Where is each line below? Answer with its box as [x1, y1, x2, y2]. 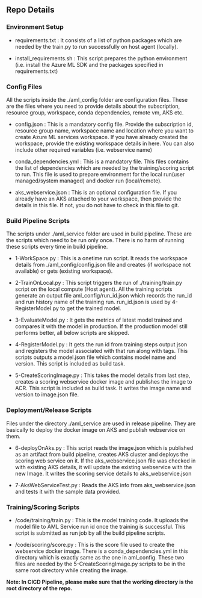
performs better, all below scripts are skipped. [14, 329, 129, 337]
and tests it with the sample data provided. [14, 488, 121, 495]
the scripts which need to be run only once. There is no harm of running [6, 237, 185, 244]
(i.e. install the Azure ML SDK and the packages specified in [14, 61, 164, 68]
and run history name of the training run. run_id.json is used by [14, 298, 171, 306]
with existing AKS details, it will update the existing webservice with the [14, 463, 192, 470]
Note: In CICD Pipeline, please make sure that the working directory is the [6, 578, 194, 585]
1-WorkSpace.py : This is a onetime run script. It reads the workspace [14, 255, 188, 262]
